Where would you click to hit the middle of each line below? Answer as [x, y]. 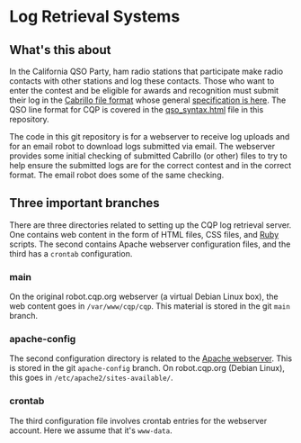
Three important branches [84, 203]
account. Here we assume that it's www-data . [91, 430]
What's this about [60, 50]
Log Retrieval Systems [95, 17]
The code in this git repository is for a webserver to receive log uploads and [150, 136]
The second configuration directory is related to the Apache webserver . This [151, 358]
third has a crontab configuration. [71, 253]
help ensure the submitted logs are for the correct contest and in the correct [150, 165]
